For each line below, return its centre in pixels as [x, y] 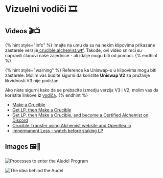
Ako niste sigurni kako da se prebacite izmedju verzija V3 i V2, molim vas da [82, 90]
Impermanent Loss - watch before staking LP [58, 131]
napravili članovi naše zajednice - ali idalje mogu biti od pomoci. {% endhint [81, 56]
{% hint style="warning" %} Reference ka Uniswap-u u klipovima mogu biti [81, 70]
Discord [20, 120]
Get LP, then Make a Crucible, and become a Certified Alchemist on [80, 115]
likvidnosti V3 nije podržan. [33, 80]
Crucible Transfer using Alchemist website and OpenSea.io [71, 125]
